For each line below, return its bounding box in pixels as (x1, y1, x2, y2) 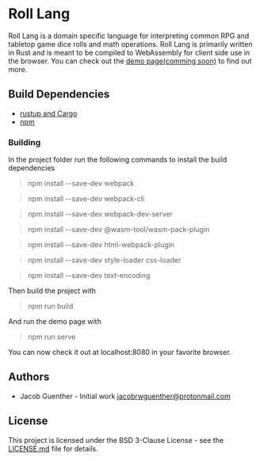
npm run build (27, 302, 74, 311)
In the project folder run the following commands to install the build (8, 155, 227, 165)
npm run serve (27, 332, 76, 341)
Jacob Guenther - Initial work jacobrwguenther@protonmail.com (19, 391, 231, 401)
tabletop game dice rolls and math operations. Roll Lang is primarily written (8, 39, 253, 48)
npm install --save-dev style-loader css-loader (27, 255, 182, 265)
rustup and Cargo (19, 109, 78, 118)
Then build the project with (8, 286, 97, 295)
